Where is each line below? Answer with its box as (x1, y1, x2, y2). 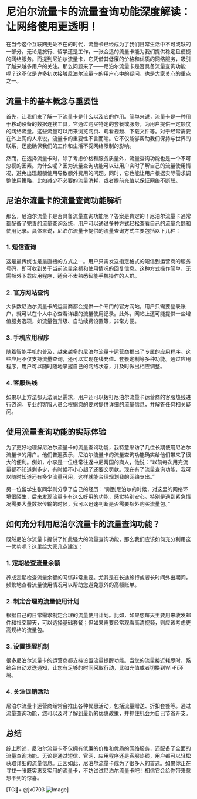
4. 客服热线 (6, 379, 38, 387)
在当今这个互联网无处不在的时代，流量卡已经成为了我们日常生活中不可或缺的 (6, 41, 191, 48)
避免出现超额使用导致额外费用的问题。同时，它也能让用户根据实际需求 (16, 169, 186, 176)
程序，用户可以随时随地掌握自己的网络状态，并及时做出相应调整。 (6, 362, 165, 370)
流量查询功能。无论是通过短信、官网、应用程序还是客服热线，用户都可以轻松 (6, 753, 191, 760)
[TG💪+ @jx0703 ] (6, 786, 69, 793)
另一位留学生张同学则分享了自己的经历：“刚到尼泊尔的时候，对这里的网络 (6, 485, 184, 492)
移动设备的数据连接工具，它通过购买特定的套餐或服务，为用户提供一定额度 (11, 120, 191, 127)
